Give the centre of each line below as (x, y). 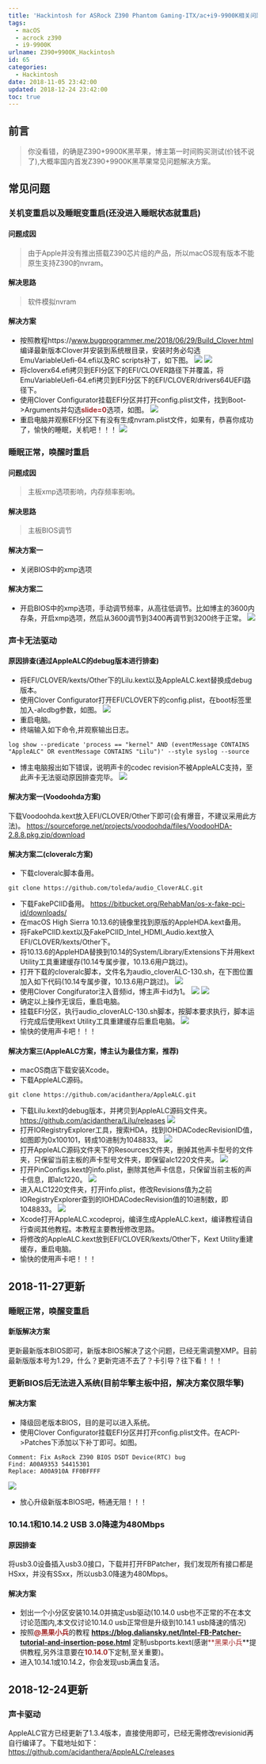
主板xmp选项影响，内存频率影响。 (84, 492)
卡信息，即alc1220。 (53, 1180)
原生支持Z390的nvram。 (68, 263)
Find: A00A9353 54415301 (49, 1465)
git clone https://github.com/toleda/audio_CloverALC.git (106, 888)
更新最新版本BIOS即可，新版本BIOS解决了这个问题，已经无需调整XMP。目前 (133, 1351)
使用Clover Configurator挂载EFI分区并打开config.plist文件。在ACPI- (130, 1432)
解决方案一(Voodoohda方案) (55, 797)
